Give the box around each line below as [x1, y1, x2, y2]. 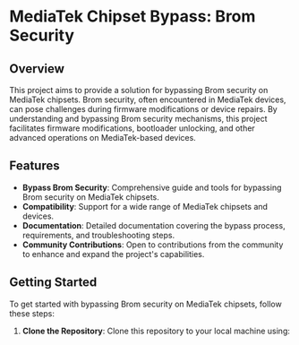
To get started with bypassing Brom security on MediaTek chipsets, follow [9, 298, 282, 309]
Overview [9, 61, 65, 76]
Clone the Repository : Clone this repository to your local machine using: [21, 325, 291, 336]
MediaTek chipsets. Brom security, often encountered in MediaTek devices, [9, 94, 286, 105]
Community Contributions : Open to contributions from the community [21, 239, 284, 250]
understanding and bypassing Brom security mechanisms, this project [9, 114, 268, 124]
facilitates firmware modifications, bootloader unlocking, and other [9, 123, 255, 134]
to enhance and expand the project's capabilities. [21, 248, 205, 259]
